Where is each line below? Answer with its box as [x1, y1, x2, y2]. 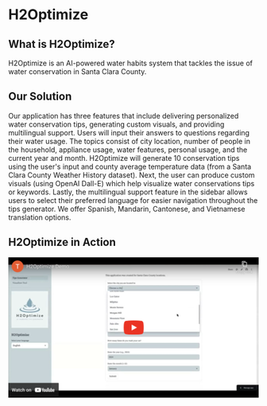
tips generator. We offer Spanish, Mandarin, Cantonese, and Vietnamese [8, 204, 246, 213]
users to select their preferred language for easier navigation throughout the [8, 195, 258, 205]
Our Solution [8, 90, 72, 103]
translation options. [8, 213, 72, 222]
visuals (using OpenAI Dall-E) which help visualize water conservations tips [8, 178, 255, 188]
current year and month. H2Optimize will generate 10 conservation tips [8, 153, 240, 162]
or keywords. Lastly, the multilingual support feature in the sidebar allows [8, 187, 248, 197]
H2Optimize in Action [8, 236, 117, 249]
